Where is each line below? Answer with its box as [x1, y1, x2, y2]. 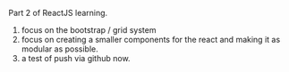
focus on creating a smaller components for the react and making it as [21, 35, 281, 44]
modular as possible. [21, 44, 99, 54]
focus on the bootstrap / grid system [21, 25, 157, 35]
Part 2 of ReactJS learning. [8, 8, 108, 18]
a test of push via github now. [21, 53, 131, 63]
